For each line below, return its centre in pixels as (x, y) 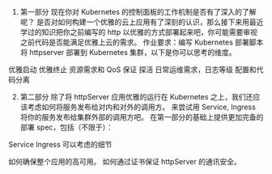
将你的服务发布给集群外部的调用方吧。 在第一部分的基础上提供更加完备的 (142, 117)
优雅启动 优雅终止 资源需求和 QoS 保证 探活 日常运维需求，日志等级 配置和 (132, 70)
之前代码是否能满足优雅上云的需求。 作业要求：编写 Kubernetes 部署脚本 (142, 42)
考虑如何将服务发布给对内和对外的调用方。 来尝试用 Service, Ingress (142, 107)
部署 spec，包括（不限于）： (66, 127)
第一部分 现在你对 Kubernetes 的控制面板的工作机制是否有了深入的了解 (138, 12)
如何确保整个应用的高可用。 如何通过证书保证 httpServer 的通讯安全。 (125, 161)
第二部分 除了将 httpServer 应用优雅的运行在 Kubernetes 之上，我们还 (136, 97)
